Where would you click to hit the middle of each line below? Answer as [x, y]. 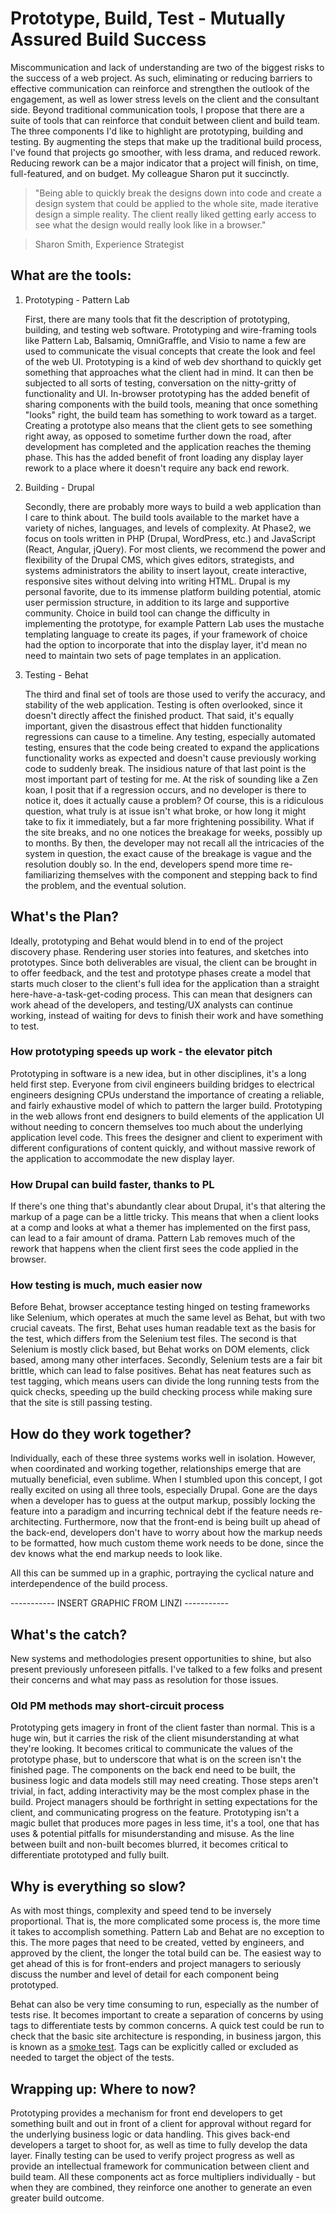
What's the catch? [69, 1634]
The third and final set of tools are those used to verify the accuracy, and [175, 694]
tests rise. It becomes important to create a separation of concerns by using [167, 2015]
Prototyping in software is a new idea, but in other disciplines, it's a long [158, 1073]
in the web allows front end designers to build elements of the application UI [167, 1116]
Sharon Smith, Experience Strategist [109, 244]
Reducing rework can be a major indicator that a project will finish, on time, [164, 163]
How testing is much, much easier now [106, 1285]
